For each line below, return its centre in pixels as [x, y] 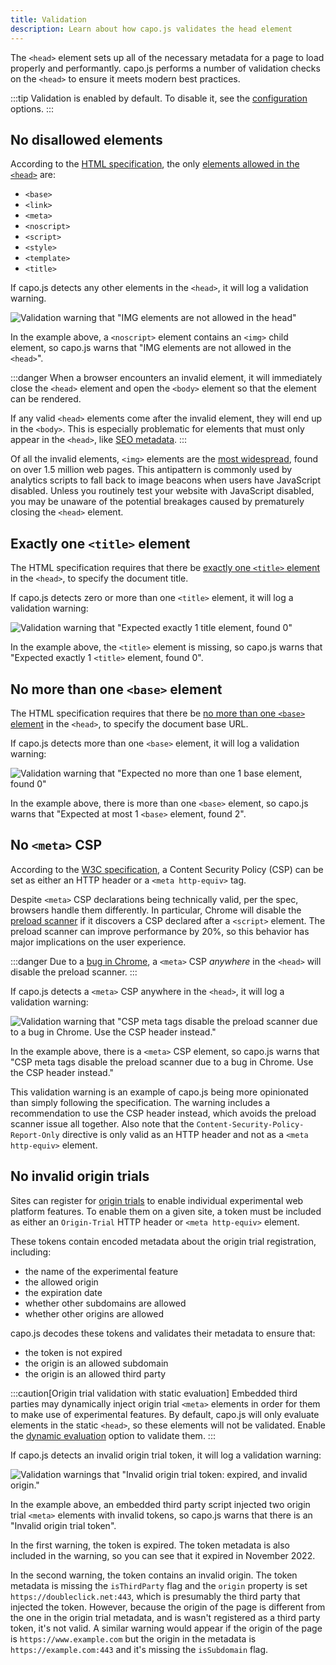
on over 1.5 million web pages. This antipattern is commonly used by [151, 470]
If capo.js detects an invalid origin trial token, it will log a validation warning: [166, 1455]
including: [31, 1252]
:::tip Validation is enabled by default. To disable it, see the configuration [159, 98]
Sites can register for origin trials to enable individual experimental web [157, 1200]
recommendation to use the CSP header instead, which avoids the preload [163, 1113]
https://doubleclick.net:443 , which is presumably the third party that [155, 1596]
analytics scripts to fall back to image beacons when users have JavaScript [165, 480]
